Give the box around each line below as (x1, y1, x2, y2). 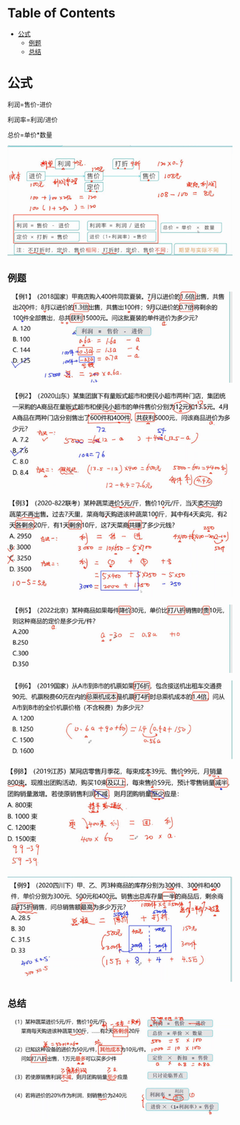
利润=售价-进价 (7, 100, 52, 109)
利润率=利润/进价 (7, 115, 59, 124)
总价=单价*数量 (7, 130, 53, 139)
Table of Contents (7, 5, 116, 21)
